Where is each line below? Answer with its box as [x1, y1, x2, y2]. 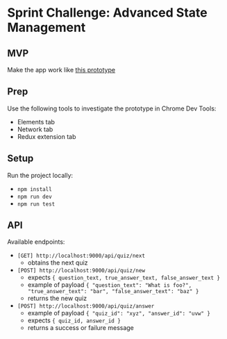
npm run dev [17, 193, 52, 200]
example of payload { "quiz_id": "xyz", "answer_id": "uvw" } [27, 309, 210, 317]
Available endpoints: [7, 238, 65, 246]
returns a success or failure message [27, 324, 134, 332]
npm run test [17, 200, 56, 208]
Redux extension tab [17, 132, 76, 140]
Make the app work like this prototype [7, 66, 116, 74]
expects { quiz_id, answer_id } [27, 316, 121, 324]
